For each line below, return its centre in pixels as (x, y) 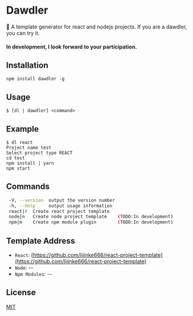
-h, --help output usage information (60, 206)
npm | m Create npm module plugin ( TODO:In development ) (91, 222)
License (21, 293)
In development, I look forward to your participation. (72, 47)
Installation (27, 65)
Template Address (41, 241)
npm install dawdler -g (36, 79)
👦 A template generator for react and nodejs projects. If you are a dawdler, (97, 27)
